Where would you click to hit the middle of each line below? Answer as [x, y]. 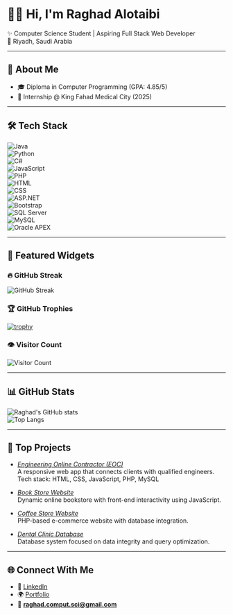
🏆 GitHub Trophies [40, 309]
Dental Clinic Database [50, 534]
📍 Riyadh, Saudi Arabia [40, 41]
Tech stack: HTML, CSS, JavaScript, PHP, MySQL [88, 479]
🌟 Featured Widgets [51, 255]
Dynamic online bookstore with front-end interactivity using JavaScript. [119, 500]
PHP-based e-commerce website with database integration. [103, 521]
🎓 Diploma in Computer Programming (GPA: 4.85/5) [92, 87]
